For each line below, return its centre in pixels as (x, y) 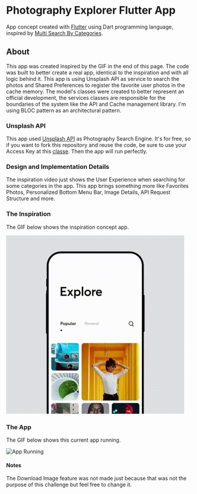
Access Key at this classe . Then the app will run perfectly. (77, 152)
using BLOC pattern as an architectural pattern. (64, 110)
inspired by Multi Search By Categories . (55, 33)
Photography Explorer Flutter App (91, 10)
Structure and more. (31, 199)
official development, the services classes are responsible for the (86, 97)
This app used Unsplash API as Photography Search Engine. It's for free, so (99, 139)
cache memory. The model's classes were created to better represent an (95, 91)
